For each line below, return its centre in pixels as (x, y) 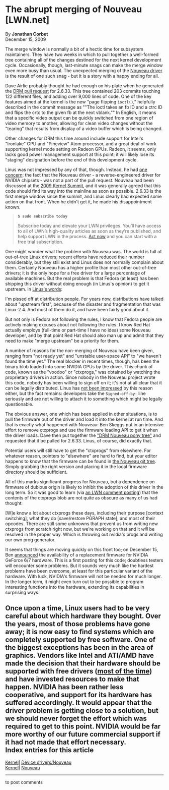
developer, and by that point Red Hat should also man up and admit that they (84, 335)
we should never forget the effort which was (76, 719)
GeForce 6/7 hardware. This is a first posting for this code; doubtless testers (84, 560)
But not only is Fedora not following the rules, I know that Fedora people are (84, 319)
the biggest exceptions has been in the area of (79, 647)
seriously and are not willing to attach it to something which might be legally (84, 399)
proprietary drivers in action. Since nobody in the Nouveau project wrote (80, 377)
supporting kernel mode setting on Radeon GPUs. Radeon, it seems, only (81, 149)
